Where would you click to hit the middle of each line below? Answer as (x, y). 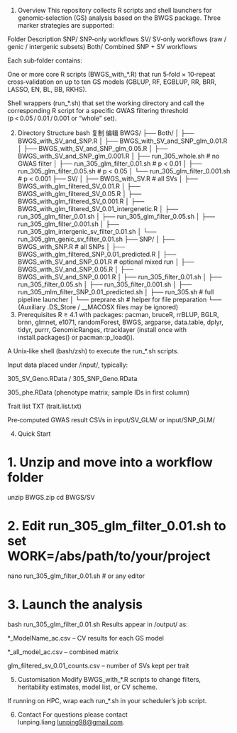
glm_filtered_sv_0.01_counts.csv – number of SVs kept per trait (98, 665)
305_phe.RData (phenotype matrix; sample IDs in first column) (99, 392)
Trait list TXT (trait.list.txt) (44, 406)
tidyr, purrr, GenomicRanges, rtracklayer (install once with (102, 330)
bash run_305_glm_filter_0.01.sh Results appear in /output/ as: (98, 624)
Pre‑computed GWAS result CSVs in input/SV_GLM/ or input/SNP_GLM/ (111, 420)
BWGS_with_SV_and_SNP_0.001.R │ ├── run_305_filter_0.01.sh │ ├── (120, 277)
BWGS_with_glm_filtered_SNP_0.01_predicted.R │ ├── (97, 254)
